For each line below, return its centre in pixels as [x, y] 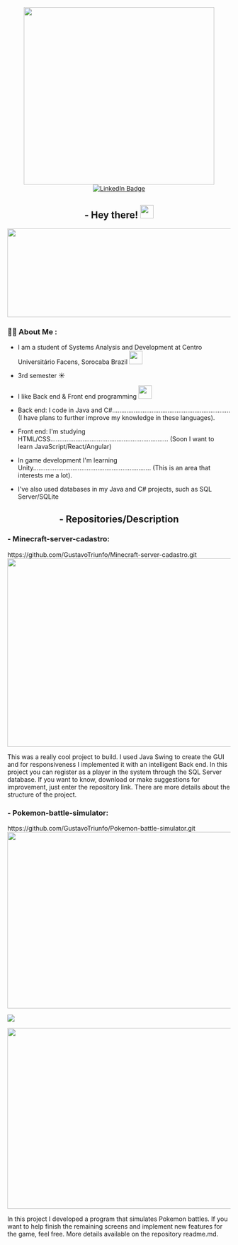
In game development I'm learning [68, 460]
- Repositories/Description [119, 519]
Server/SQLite [38, 497]
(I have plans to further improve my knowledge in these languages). [116, 418]
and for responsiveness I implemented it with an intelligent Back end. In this [118, 764]
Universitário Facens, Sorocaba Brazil [73, 362]
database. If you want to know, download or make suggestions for [104, 779]
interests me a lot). [45, 475]
